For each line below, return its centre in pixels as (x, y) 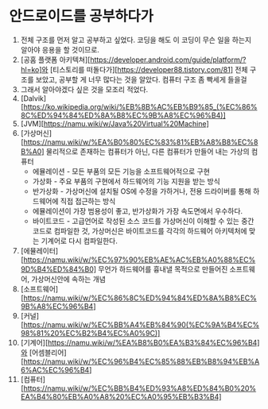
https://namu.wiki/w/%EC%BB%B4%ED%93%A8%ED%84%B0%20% (140, 388)
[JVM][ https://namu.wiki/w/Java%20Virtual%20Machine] (115, 123)
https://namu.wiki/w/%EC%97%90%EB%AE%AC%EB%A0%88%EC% (140, 260)
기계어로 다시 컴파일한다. (79, 241)
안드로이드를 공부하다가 (81, 16)
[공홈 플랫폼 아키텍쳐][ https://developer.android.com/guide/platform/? (133, 60)
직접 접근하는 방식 (88, 201)
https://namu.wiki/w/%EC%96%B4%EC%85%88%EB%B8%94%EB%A (142, 361)
